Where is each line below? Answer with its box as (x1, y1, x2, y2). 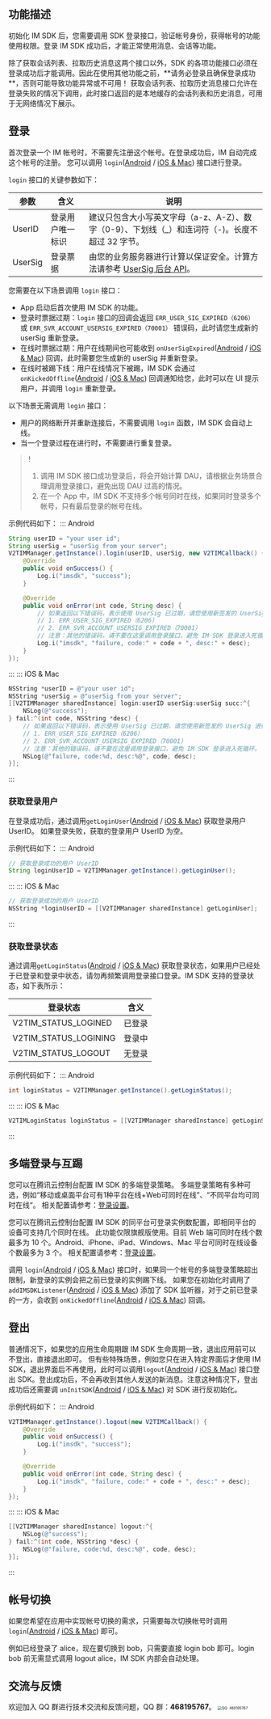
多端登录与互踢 (8, 1157, 83, 1171)
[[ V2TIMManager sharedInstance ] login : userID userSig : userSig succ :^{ (8, 699, 251, 707)
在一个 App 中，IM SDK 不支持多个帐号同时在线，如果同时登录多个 (40, 491, 262, 500)
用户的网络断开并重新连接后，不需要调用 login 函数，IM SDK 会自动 (19, 417, 246, 427)
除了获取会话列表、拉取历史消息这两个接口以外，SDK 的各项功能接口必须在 (8, 57, 258, 67)
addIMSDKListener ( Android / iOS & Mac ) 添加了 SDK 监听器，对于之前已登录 (8, 1285, 258, 1295)
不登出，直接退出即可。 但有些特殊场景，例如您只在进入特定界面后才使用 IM (8, 1354, 261, 1364)
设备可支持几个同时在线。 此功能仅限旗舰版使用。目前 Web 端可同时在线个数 (8, 1227, 263, 1237)
